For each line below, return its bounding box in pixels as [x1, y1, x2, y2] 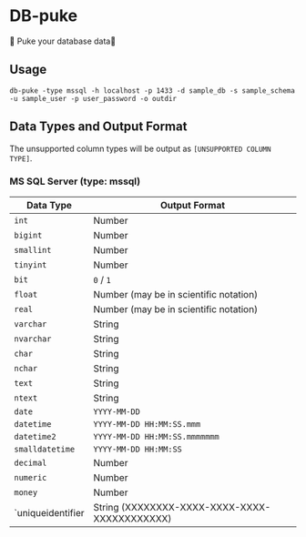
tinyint [14, 259, 47, 269]
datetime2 [14, 431, 56, 441]
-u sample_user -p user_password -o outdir [9, 94, 178, 103]
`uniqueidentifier [14, 506, 85, 519]
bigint [14, 229, 43, 240]
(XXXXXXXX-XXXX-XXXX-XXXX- [121, 501, 271, 513]
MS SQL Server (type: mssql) [9, 175, 141, 187]
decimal [14, 457, 47, 468]
